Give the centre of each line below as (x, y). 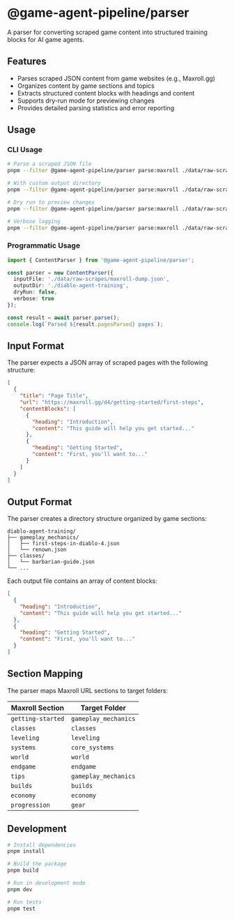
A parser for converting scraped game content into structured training (107, 32)
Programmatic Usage (44, 245)
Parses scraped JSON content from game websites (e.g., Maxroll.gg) (116, 78)
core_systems (92, 747)
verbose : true (34, 299)
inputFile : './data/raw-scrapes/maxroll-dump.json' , (92, 279)
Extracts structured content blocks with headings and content (106, 93)
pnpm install (26, 851)
